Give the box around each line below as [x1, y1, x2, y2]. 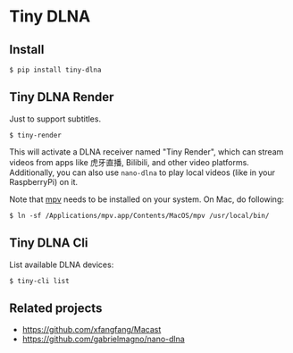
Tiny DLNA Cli [9, 235, 88, 251]
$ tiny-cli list [9, 276, 70, 285]
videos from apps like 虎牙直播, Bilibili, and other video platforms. [9, 156, 250, 167]
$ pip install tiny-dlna [9, 65, 102, 74]
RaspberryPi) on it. [9, 176, 79, 187]
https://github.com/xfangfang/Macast [21, 324, 162, 335]
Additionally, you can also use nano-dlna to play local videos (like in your [9, 167, 275, 178]
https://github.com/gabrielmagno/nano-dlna [21, 333, 185, 345]
